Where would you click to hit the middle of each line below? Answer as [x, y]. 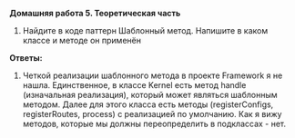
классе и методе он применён [81, 40]
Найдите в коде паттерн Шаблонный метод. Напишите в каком [145, 30]
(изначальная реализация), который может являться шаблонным [150, 95]
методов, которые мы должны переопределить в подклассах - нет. [154, 123]
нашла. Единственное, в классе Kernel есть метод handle [134, 85]
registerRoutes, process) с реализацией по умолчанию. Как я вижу [152, 114]
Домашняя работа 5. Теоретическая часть [95, 13]
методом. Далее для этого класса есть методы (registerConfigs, [148, 104]
